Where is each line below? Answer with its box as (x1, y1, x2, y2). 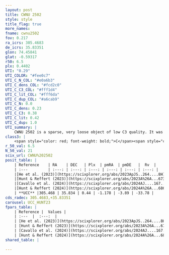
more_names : (5, 26, 30, 31)
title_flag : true (5, 21, 42, 27)
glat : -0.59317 (5, 54, 37, 60)
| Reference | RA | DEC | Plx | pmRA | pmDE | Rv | (14, 162, 156, 167)
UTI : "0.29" (5, 69, 30, 74)
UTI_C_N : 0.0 (5, 101, 33, 107)
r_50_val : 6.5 (5, 143, 35, 149)
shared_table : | (5, 237, 39, 242)
